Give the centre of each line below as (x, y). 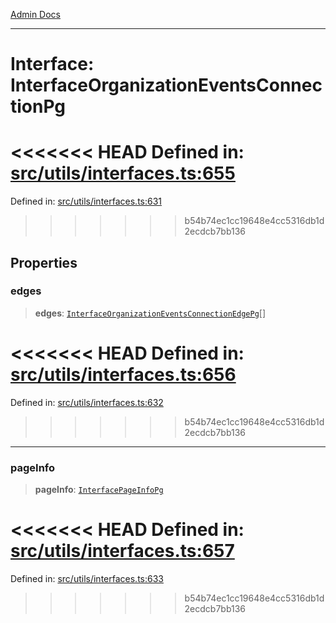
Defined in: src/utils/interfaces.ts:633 (87, 578)
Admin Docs (35, 14)
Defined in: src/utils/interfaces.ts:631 (86, 201)
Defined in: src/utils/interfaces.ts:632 (87, 402)
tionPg (38, 106)
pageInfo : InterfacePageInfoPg (99, 490)
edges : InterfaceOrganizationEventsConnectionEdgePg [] (150, 313)
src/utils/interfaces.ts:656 (123, 375)
